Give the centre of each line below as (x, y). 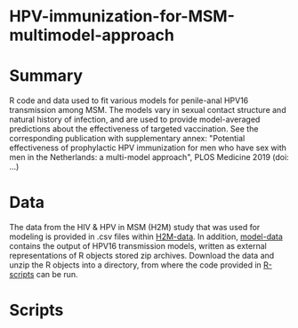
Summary (46, 76)
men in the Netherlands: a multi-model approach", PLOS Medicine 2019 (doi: (149, 157)
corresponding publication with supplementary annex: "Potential (127, 139)
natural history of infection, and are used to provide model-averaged (135, 120)
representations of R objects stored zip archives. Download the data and (142, 256)
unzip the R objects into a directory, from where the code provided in (136, 265)
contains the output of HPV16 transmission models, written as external (138, 246)
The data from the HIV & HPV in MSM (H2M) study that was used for (135, 228)
